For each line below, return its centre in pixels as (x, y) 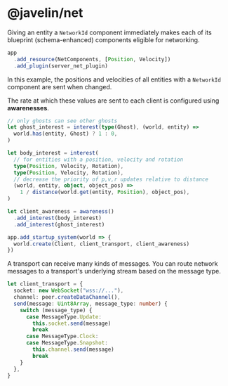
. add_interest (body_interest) (58, 218)
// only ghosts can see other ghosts (62, 121)
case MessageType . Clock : (62, 336)
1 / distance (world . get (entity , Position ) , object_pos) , (105, 192)
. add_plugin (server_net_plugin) (61, 66)
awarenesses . (28, 108)
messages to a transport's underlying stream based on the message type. (114, 271)
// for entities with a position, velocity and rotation (99, 160)
